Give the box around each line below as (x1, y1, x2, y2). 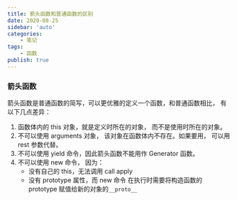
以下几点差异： (7, 108, 51, 116)
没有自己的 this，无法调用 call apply (28, 167, 133, 176)
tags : (7, 43, 23, 50)
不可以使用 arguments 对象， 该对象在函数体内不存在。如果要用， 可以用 (17, 132, 231, 140)
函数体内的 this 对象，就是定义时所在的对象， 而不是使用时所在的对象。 (17, 123, 227, 131)
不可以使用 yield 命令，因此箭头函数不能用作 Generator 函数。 (17, 150, 199, 158)
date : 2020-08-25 (7, 17, 59, 24)
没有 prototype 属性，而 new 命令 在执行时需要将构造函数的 (28, 176, 203, 184)
